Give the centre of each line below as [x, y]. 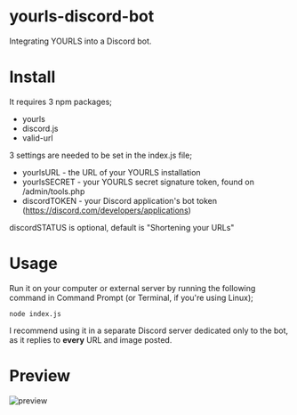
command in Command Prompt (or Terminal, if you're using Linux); [131, 297]
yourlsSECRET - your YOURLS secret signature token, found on [138, 182]
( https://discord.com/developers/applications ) [106, 210]
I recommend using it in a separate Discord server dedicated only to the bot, [149, 330]
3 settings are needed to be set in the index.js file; [101, 155]
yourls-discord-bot [82, 16]
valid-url [37, 138]
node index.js [36, 313]
